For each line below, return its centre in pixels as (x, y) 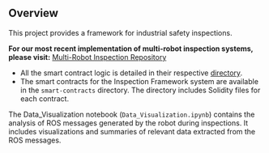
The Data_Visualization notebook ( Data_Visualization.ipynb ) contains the (132, 114)
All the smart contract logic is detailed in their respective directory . (131, 73)
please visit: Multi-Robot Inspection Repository (88, 57)
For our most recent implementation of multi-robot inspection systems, (131, 49)
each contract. (45, 98)
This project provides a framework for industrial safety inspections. (120, 32)
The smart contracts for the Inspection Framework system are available (139, 81)
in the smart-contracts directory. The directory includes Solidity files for (140, 90)
